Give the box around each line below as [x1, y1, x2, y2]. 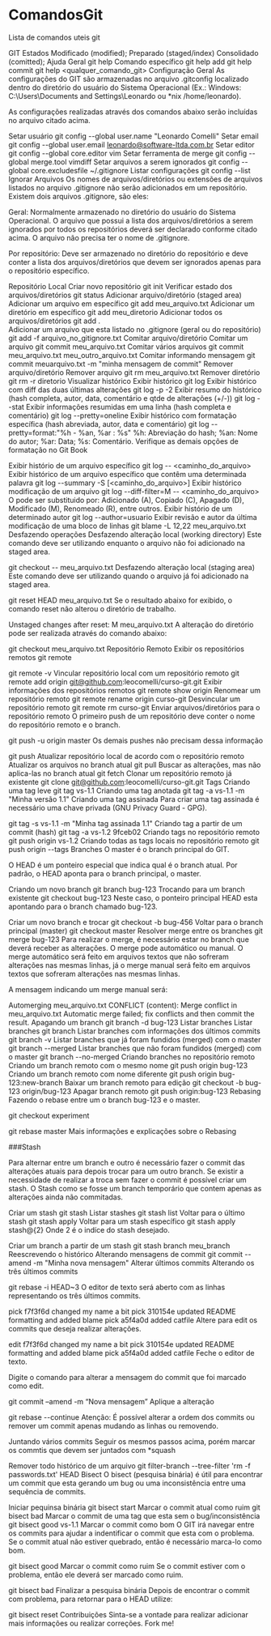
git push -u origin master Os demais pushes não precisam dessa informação [8, 735, 264, 745]
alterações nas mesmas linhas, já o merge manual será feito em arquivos [8, 960, 251, 969]
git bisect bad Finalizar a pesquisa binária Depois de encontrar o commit [8, 1585, 250, 1595]
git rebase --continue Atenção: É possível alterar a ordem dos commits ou [8, 1412, 255, 1422]
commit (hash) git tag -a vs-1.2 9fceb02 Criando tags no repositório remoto [8, 827, 260, 837]
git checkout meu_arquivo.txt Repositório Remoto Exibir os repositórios [8, 644, 245, 654]
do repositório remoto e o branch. [8, 719, 121, 730]
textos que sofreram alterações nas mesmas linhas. [8, 969, 180, 978]
